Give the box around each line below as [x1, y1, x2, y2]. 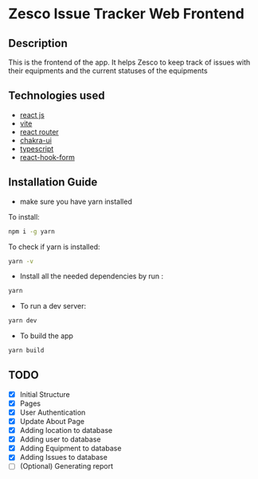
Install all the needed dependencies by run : [19, 271, 164, 281]
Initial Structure [19, 389, 70, 399]
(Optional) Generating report [19, 461, 114, 471]
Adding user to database [19, 434, 101, 444]
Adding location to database [19, 426, 113, 435]
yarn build [8, 347, 45, 355]
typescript [19, 144, 54, 154]
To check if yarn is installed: [8, 242, 101, 251]
